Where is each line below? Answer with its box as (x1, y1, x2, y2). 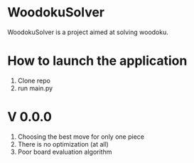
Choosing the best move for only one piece (17, 132, 144, 141)
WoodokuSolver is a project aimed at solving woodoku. (7, 28, 169, 36)
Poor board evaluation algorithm (17, 147, 112, 156)
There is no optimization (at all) (17, 140, 109, 148)
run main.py (17, 83, 53, 93)
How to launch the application (7, 53, 188, 69)
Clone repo (17, 76, 51, 85)
